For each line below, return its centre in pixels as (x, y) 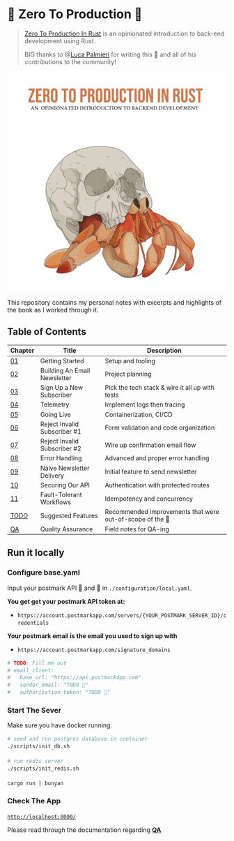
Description (165, 351)
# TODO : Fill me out (37, 663)
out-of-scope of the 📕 (137, 520)
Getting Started (62, 361)
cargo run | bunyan (36, 783)
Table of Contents (47, 332)
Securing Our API (65, 485)
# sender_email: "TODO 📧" (48, 685)
